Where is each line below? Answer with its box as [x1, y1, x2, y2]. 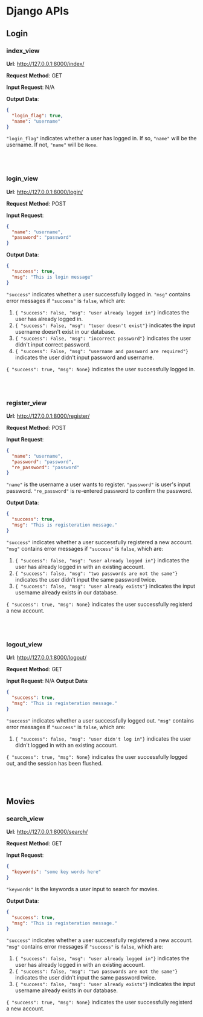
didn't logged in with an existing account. [14, 741, 118, 749]
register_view [6, 398, 47, 407]
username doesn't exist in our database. [14, 328, 116, 335]
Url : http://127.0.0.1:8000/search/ [6, 828, 88, 836]
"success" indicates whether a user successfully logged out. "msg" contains [6, 716, 195, 724]
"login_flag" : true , [11, 112, 63, 119]
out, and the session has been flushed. [6, 759, 103, 767]
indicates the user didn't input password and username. [14, 354, 154, 361]
